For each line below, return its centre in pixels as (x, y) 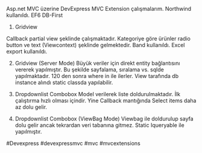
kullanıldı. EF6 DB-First (35, 15)
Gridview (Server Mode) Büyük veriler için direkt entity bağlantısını (97, 63)
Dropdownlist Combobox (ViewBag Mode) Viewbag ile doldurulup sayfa (104, 119)
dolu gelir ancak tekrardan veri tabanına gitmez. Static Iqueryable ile (100, 125)
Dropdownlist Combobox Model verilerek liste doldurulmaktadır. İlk (98, 94)
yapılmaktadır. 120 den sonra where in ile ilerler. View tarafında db (97, 76)
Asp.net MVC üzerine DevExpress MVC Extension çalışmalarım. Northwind (99, 9)
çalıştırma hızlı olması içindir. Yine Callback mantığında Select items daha (106, 100)
